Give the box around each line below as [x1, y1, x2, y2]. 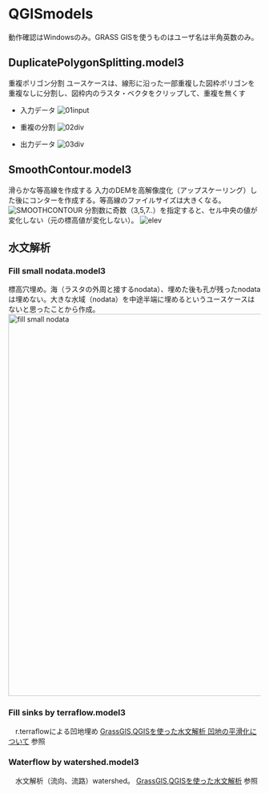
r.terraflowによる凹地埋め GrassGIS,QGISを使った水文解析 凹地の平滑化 [14, 726, 251, 736]
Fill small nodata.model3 [8, 265, 106, 276]
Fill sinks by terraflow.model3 [8, 707, 126, 719]
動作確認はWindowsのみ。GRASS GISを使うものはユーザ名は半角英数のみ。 [8, 32, 259, 42]
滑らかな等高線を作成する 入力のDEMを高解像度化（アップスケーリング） [8, 185, 251, 194]
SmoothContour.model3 [8, 163, 132, 177]
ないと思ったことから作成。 [8, 305, 100, 314]
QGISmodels [8, 5, 94, 23]
